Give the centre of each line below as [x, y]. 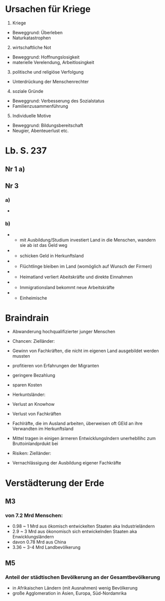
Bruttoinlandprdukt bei [35, 444]
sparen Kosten [27, 385]
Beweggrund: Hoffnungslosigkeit [46, 57]
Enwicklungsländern [33, 537]
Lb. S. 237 [26, 151]
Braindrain [27, 318]
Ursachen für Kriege [48, 9]
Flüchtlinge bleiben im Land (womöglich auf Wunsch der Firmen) [86, 266]
